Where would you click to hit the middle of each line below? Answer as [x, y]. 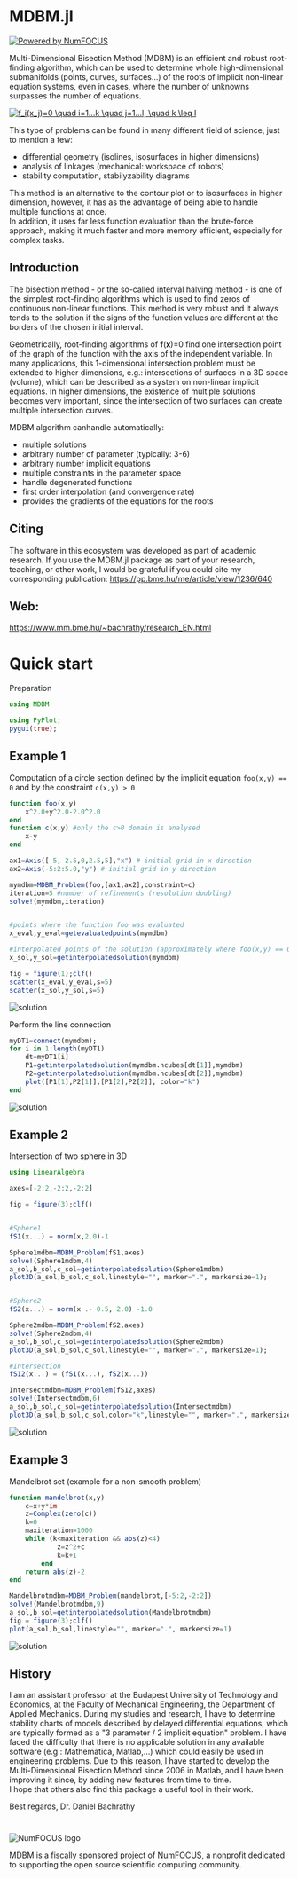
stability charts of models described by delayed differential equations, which [149, 1724]
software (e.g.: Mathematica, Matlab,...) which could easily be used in [136, 1752]
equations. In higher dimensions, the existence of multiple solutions [132, 391]
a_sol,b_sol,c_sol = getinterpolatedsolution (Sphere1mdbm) [117, 1269]
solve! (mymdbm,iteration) [57, 901]
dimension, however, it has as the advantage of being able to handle [134, 202]
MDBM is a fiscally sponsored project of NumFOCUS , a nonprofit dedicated [147, 1855]
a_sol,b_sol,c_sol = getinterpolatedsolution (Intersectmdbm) [121, 1407]
